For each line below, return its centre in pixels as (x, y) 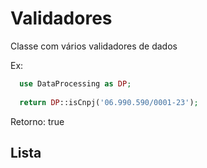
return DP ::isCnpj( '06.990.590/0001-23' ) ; (109, 102)
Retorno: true (37, 121)
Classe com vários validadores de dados (94, 46)
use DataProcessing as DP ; (75, 83)
